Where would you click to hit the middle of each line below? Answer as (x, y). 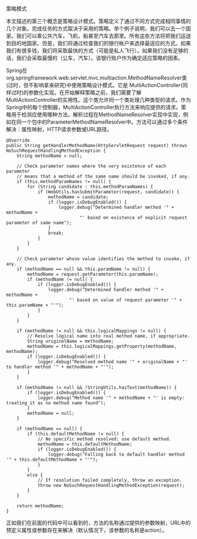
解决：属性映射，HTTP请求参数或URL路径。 (59, 129)
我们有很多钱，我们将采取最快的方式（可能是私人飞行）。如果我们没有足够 (95, 51)
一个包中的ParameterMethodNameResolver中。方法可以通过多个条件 (105, 122)
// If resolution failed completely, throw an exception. (110, 480)
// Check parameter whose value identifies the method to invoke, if (103, 259)
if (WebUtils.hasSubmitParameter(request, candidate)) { (108, 192)
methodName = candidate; (78, 197)
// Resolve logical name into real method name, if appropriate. (109, 336)
